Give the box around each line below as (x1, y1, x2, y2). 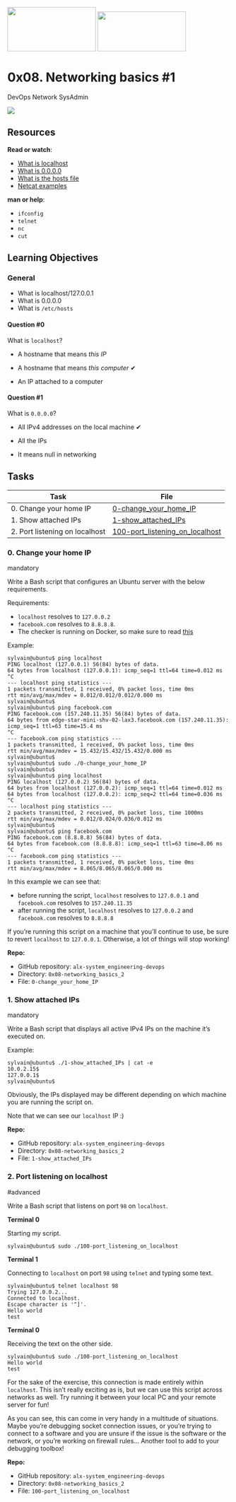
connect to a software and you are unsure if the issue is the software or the (7, 1428, 227, 1438)
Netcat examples (17, 181, 67, 190)
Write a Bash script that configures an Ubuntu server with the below (7, 577, 205, 586)
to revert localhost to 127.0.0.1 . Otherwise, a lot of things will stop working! (7, 934, 230, 943)
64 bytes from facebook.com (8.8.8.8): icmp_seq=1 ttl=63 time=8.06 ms (7, 840, 223, 847)
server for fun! (7, 1400, 49, 1409)
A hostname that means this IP (17, 350, 107, 358)
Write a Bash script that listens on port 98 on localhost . (7, 1202, 168, 1210)
